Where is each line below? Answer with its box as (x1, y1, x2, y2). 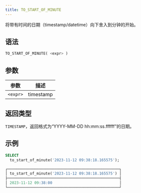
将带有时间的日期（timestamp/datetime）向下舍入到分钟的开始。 (5, 21, 138, 27)
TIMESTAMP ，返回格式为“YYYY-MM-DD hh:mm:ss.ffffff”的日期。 (5, 123, 134, 129)
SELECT (5, 153, 19, 158)
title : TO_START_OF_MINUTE (5, 7, 61, 12)
